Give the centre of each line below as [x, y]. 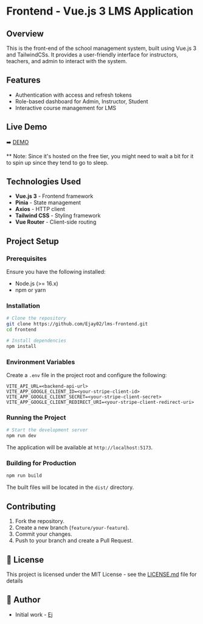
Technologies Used [43, 182]
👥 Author [23, 600]
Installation [23, 306]
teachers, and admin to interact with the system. [67, 61]
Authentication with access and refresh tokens [73, 95]
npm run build [24, 476]
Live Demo [27, 127]
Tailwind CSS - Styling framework [58, 216]
